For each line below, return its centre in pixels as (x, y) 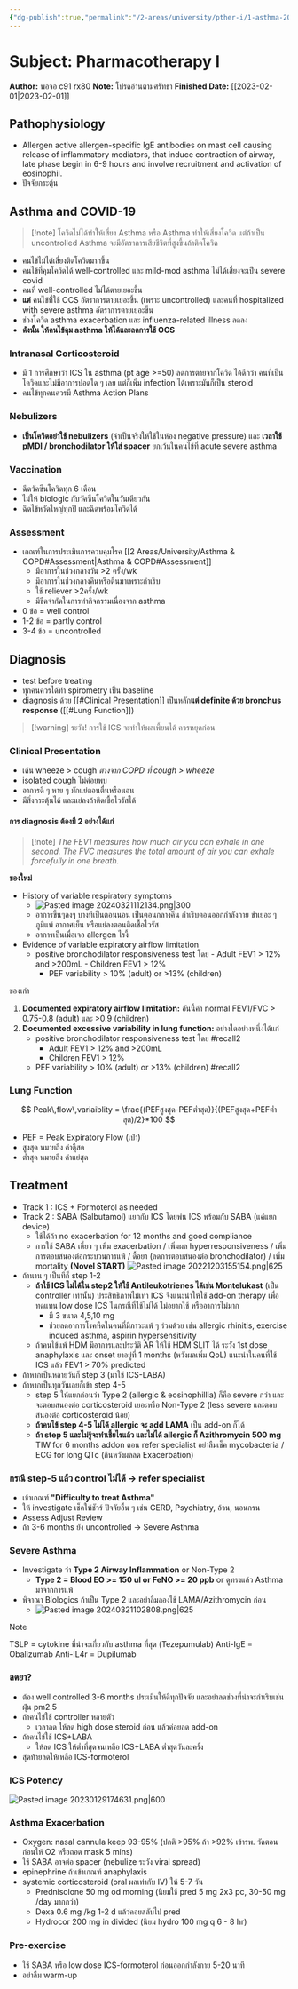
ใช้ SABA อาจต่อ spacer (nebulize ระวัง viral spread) (111, 1862)
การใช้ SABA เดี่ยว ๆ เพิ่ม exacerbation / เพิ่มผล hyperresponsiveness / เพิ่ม (161, 1245)
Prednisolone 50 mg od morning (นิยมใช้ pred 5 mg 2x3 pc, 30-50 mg (160, 1892)
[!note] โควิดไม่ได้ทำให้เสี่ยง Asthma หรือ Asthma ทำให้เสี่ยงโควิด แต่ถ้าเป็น (148, 233)
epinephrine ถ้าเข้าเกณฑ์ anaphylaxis (85, 1872)
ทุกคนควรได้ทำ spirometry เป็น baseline (88, 690)
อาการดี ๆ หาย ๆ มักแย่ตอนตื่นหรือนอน (78, 791)
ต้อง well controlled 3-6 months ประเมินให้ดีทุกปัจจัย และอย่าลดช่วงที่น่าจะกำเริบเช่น (153, 1697)
